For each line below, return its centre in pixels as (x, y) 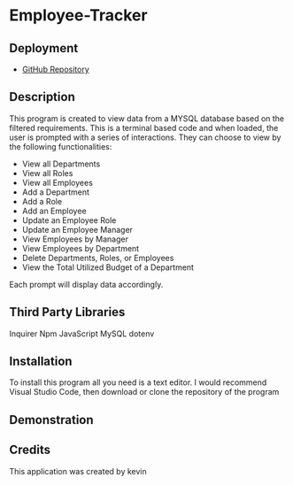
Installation (41, 362)
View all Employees (57, 182)
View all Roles (47, 173)
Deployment (44, 48)
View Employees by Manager (75, 239)
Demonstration (52, 420)
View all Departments (61, 164)
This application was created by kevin (78, 471)
